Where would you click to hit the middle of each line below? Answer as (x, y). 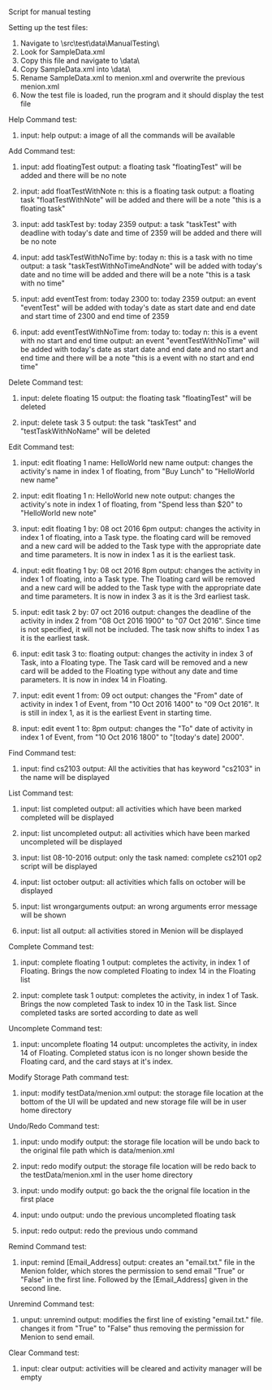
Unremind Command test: (52, 1304)
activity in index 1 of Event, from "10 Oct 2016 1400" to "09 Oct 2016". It (140, 704)
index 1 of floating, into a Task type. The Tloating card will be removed (138, 579)
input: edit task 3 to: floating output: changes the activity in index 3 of (136, 654)
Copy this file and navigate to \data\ (80, 61)
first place (37, 1199)
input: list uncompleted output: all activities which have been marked (135, 833)
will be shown (43, 915)
